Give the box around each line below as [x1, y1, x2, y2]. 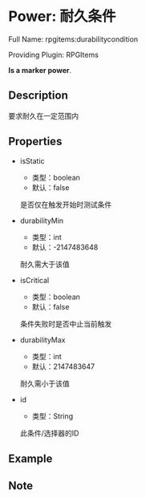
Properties [8, 135, 63, 148]
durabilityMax [19, 334, 66, 345]
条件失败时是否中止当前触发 [19, 318, 112, 329]
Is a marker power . [8, 65, 72, 75]
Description [8, 89, 68, 103]
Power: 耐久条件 [8, 7, 116, 26]
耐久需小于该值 [19, 379, 70, 388]
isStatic [19, 156, 46, 165]
